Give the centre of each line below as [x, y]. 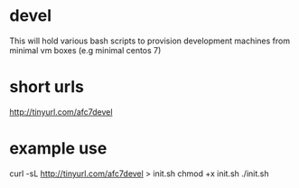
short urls [47, 87]
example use [58, 149]
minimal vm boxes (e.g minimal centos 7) [85, 50]
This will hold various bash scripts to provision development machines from [150, 41]
